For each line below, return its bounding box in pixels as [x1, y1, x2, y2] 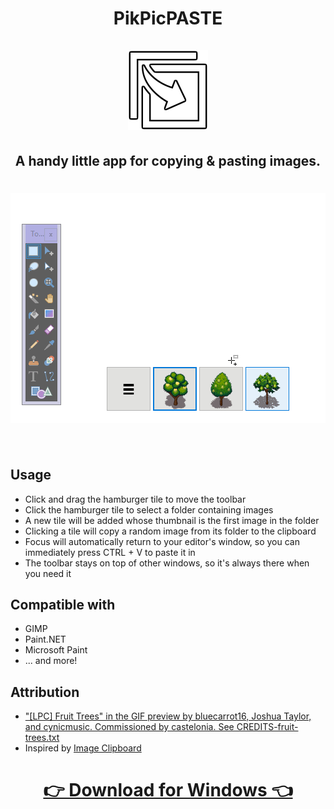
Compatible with [10, 596, 116, 613]
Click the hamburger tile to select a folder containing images [24, 503, 274, 516]
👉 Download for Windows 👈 [43, 779, 293, 802]
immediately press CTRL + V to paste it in [24, 546, 196, 558]
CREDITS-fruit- [236, 721, 299, 733]
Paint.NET [24, 633, 67, 646]
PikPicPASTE [113, 7, 223, 30]
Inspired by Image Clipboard [24, 742, 142, 754]
